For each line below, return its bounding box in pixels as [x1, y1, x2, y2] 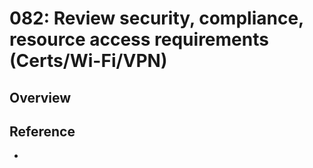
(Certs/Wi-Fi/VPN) [9, 50, 168, 72]
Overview [9, 89, 72, 106]
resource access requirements [9, 28, 269, 51]
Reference [9, 123, 76, 140]
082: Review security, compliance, [9, 7, 304, 30]
